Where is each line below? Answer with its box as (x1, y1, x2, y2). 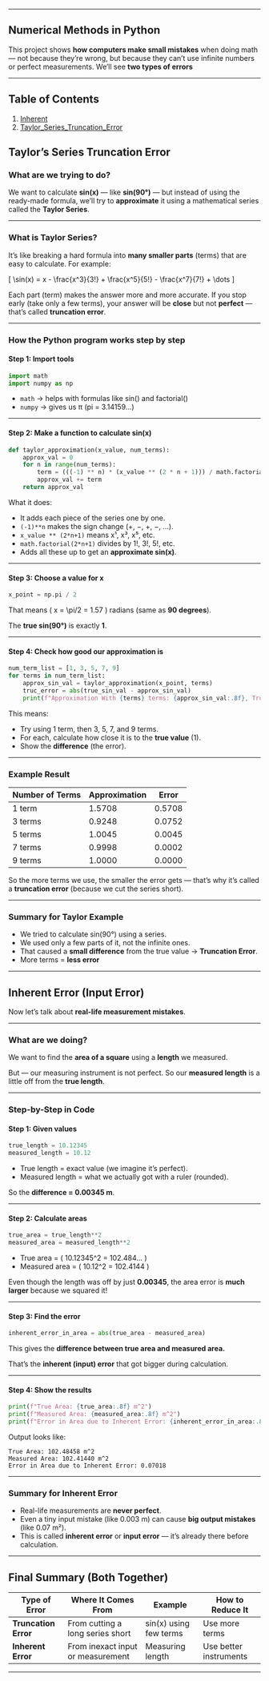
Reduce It (211, 1604, 249, 1615)
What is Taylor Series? (8, 232, 98, 243)
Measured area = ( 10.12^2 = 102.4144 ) (19, 1262, 150, 1271)
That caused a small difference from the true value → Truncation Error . (19, 946, 258, 957)
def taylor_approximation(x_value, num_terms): (8, 446, 171, 454)
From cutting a (67, 1618, 122, 1629)
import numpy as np (8, 379, 74, 387)
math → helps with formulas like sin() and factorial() (19, 394, 188, 403)
